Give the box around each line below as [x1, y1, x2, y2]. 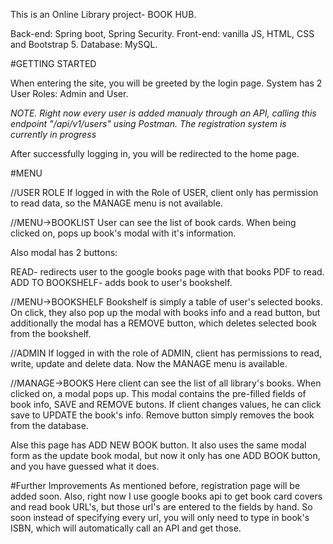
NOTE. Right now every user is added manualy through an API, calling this [10, 107, 317, 119]
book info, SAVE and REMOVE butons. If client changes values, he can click [10, 399, 322, 410]
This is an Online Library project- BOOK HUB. [10, 9, 197, 20]
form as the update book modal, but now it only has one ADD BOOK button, [10, 450, 321, 461]
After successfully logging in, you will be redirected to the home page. [10, 148, 300, 159]
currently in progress [10, 129, 97, 140]
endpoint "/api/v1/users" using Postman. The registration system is [10, 118, 287, 129]
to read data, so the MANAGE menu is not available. [10, 197, 223, 209]
